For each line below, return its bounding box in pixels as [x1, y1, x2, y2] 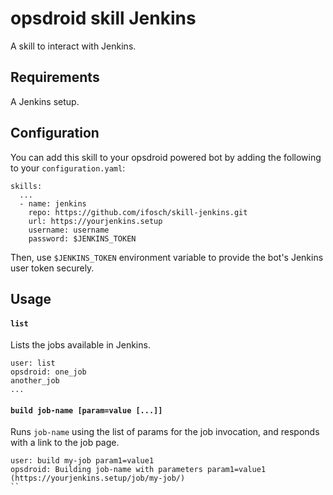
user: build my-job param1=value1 [10, 456, 155, 466]
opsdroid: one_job [10, 367, 87, 377]
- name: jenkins [19, 198, 87, 209]
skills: [10, 181, 43, 191]
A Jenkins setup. [10, 95, 80, 107]
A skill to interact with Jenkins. [10, 40, 137, 52]
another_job [10, 376, 60, 386]
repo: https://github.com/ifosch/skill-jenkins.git [28, 207, 248, 217]
